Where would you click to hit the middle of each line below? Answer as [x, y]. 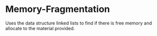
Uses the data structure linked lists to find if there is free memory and [79, 23]
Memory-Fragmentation [58, 9]
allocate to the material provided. [40, 28]
